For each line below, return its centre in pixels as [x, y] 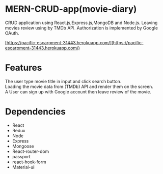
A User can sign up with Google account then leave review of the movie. [78, 91]
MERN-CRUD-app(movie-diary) [71, 9]
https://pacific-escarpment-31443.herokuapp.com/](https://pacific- [75, 42]
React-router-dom [30, 151]
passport [21, 156]
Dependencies [35, 112]
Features [24, 68]
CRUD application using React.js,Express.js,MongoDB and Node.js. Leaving [81, 23]
